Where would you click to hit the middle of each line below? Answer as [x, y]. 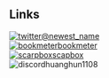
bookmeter [77, 45]
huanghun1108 [72, 64]
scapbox [68, 55]
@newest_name [70, 35]
